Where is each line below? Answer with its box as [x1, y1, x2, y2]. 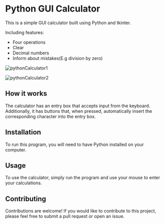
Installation [5, 128, 41, 136]
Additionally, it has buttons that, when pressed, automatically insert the [5, 108, 152, 114]
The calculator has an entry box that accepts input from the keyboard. [5, 103, 150, 109]
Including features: [5, 29, 44, 35]
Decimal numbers [12, 50, 49, 56]
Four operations [12, 39, 46, 45]
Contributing [5, 194, 46, 203]
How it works [5, 89, 47, 98]
